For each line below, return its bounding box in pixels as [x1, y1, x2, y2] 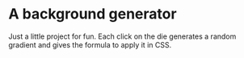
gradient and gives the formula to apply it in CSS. [8, 39, 172, 49]
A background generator [8, 5, 177, 23]
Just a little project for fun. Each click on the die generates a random [8, 31, 237, 41]
